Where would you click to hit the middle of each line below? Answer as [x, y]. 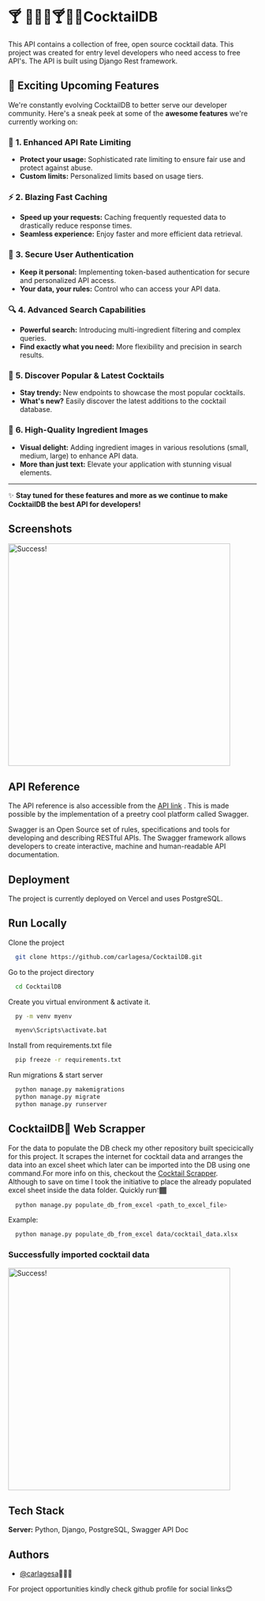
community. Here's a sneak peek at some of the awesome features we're [128, 113]
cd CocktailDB [38, 987]
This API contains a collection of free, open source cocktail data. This [121, 44]
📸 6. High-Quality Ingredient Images [78, 430]
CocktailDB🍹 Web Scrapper [77, 1129]
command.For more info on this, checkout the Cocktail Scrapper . [113, 1173]
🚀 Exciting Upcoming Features [84, 86]
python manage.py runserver [62, 1104]
